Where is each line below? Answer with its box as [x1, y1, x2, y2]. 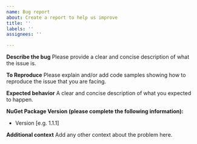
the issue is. [6, 60, 36, 67]
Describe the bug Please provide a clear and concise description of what [6, 53, 190, 61]
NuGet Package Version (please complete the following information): [6, 108, 184, 115]
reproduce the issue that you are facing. [6, 78, 107, 85]
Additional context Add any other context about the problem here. [6, 131, 173, 139]
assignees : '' [6, 31, 42, 38]
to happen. [6, 96, 33, 103]
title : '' [6, 20, 32, 26]
